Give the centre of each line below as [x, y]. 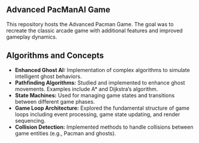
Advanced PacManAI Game [58, 10]
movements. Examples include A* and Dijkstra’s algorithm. [86, 89]
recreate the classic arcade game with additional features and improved [95, 30]
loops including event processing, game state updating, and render [97, 114]
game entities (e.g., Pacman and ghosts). [65, 133]
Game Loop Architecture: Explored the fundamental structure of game [102, 108]
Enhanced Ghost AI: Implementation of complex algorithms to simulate [102, 70]
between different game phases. [55, 101]
